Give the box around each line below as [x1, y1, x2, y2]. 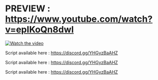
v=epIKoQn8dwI [5, 24, 74, 35]
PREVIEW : [5, 3, 51, 14]
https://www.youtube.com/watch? [5, 13, 153, 25]
